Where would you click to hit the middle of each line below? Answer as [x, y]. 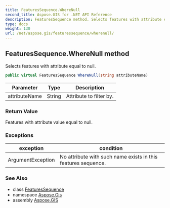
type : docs [17, 24]
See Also [16, 178]
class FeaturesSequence [38, 189]
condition [111, 148]
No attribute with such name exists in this [109, 157]
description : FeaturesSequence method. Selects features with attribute [83, 19]
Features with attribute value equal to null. [49, 122]
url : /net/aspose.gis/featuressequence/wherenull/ [60, 33]
